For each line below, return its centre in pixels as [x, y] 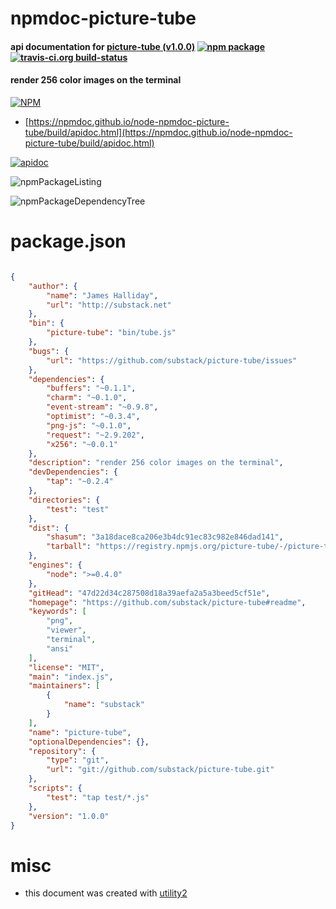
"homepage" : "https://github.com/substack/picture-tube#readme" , [167, 602]
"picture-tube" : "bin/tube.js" [111, 333]
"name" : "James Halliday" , [102, 295]
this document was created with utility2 [106, 893]
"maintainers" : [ [64, 686]
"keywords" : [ [57, 612]
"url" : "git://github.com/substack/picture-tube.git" [160, 770]
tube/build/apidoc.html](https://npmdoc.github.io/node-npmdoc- [158, 132]
